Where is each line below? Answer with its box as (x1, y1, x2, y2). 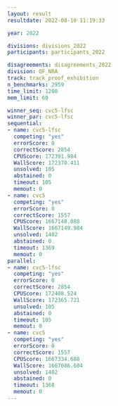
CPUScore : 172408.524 (13, 290, 77, 297)
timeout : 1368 (13, 381, 55, 389)
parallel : (7, 258, 37, 265)
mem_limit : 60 (7, 94, 49, 101)
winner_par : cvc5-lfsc (7, 113, 74, 120)
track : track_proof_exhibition (7, 75, 99, 82)
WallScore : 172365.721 (13, 296, 80, 303)
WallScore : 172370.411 (13, 159, 80, 166)
